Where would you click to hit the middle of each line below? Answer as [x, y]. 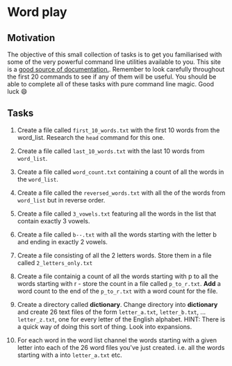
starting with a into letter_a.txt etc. [70, 355]
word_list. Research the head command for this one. [91, 137]
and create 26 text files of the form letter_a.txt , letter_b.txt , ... [111, 312]
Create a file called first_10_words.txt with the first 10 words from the [118, 130]
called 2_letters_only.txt [55, 262]
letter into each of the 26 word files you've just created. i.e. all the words [121, 347]
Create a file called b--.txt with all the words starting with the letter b [117, 234]
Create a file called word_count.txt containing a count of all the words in [121, 172]
